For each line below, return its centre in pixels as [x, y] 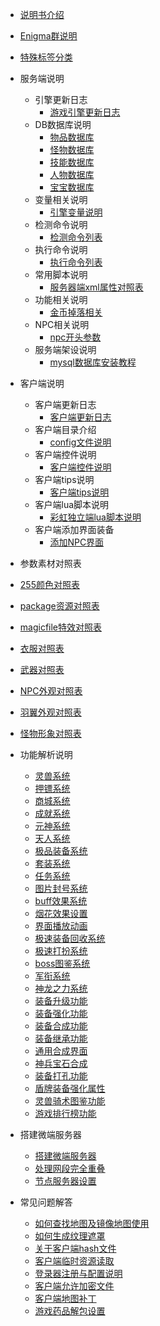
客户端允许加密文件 [74, 1286]
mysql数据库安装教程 [93, 362]
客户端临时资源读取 [74, 1261]
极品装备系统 [61, 851]
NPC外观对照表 [51, 691]
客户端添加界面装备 [74, 529]
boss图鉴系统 [62, 963]
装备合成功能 [61, 1026]
